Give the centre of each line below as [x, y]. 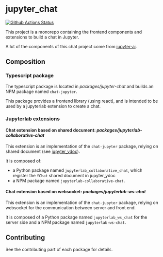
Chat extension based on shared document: [51, 130]
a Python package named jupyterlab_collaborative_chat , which [77, 170]
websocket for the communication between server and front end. [71, 207]
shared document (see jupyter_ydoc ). [43, 151]
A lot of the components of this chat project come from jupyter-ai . [71, 46]
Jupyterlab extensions [33, 119]
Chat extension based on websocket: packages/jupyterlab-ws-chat [76, 192]
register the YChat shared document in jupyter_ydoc [64, 175]
